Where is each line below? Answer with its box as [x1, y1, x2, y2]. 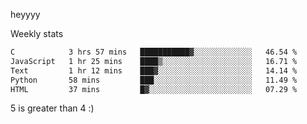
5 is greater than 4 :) [10, 102, 95, 114]
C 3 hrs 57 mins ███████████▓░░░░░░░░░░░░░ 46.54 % [10, 47, 298, 57]
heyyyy [10, 9, 41, 20]
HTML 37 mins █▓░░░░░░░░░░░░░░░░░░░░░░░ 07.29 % [10, 84, 298, 94]
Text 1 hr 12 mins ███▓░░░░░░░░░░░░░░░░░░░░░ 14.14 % [10, 65, 298, 76]
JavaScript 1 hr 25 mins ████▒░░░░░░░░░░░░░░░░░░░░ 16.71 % [10, 56, 298, 66]
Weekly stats [10, 28, 64, 39]
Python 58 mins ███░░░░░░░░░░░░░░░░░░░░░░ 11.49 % [10, 75, 298, 85]
